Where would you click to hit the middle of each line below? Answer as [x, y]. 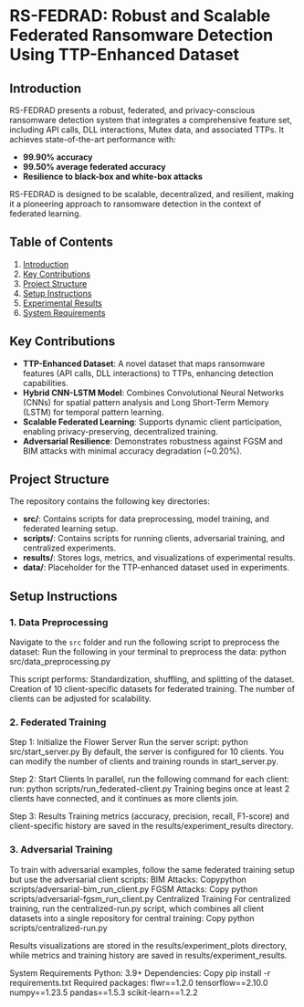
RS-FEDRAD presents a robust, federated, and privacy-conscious [132, 110]
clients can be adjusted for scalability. [81, 698]
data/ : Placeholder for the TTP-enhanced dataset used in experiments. [156, 568]
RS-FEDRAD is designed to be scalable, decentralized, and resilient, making [152, 194]
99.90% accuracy [58, 157]
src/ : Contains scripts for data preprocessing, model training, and [146, 519]
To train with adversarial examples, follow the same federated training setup [152, 869]
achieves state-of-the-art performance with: [93, 139]
